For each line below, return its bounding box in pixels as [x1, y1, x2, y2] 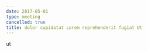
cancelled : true [6, 19, 46, 25]
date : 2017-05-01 [6, 8, 49, 14]
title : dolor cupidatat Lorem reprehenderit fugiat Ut [6, 24, 143, 31]
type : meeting [6, 14, 41, 20]
